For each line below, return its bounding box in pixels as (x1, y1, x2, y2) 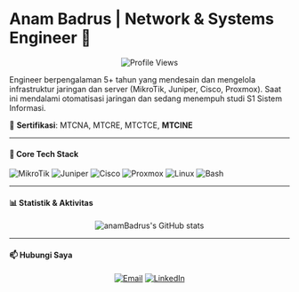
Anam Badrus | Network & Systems (9, 9, 274, 29)
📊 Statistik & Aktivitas (9, 197, 93, 208)
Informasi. (9, 102, 46, 113)
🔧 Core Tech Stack (9, 148, 79, 159)
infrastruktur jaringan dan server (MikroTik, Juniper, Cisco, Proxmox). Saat (9, 83, 282, 94)
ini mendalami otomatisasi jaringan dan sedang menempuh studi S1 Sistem (9, 93, 283, 104)
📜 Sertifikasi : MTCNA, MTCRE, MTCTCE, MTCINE (9, 120, 193, 130)
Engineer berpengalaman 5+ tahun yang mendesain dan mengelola (9, 74, 256, 84)
